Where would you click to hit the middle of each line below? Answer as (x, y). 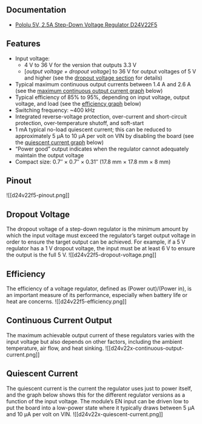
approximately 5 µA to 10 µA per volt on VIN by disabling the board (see (104, 135)
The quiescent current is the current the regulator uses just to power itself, (99, 388)
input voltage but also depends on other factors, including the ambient (94, 341)
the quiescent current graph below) (59, 142)
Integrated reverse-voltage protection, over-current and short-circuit (101, 116)
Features (23, 44)
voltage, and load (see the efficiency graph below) (78, 103)
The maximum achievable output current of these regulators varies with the (101, 335)
